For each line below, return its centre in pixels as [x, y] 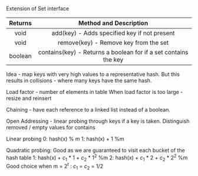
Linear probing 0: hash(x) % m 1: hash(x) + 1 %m [65, 139]
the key [113, 60]
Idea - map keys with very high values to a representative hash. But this [93, 74]
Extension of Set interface [38, 9]
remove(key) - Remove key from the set [113, 43]
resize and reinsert [29, 98]
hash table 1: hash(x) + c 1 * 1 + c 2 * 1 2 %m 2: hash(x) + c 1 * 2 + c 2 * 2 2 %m [97, 158]
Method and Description [113, 23]
